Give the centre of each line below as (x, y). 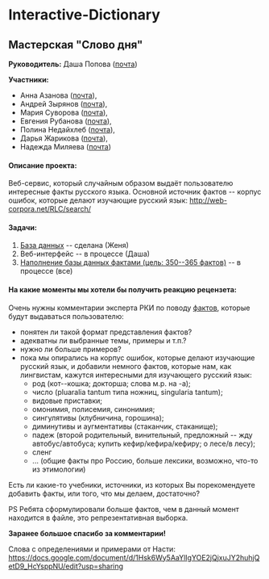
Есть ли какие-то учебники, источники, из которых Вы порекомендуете (132, 485)
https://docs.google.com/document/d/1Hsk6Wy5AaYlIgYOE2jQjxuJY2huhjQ (134, 557)
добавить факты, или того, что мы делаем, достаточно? (104, 493)
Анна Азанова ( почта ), (58, 95)
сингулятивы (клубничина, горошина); (98, 417)
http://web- (208, 200)
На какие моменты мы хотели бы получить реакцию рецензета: (123, 289)
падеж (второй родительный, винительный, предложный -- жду (142, 434)
